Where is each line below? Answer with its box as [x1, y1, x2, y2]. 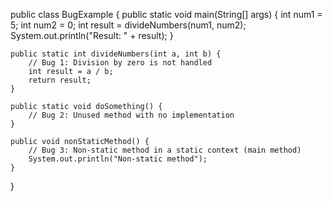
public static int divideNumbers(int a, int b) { [10, 49, 222, 59]
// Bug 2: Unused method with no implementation [28, 110, 235, 120]
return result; [28, 75, 92, 85]
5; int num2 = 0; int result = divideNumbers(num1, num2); [10, 19, 247, 31]
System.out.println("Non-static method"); [28, 154, 208, 164]
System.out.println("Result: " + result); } [10, 30, 174, 41]
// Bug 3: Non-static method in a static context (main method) [28, 145, 302, 155]
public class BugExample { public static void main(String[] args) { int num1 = [10, 9, 323, 20]
